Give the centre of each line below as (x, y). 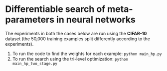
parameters (30, 20)
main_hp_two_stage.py (35, 64)
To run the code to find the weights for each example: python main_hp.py (87, 54)
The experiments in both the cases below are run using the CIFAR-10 (76, 33)
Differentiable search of (55, 9)
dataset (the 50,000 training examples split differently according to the (78, 39)
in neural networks (96, 20)
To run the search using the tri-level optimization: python (70, 59)
